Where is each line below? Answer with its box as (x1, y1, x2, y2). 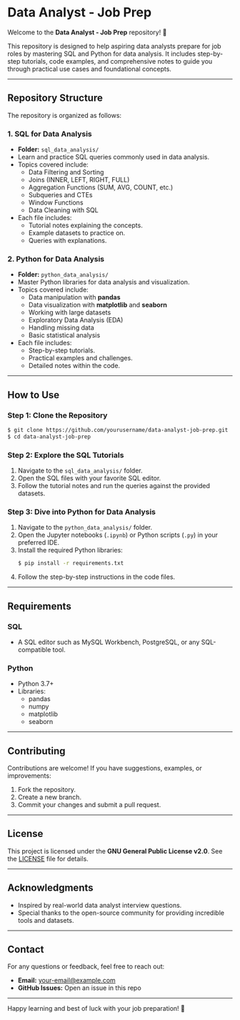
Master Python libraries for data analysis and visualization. (17, 278, 190, 287)
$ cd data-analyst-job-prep (7, 433, 91, 440)
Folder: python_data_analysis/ (17, 270, 109, 279)
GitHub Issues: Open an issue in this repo (17, 984, 141, 992)
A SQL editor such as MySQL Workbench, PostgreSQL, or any (17, 638, 200, 646)
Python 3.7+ (17, 680, 54, 688)
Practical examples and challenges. (28, 354, 134, 362)
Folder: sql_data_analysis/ (17, 145, 99, 154)
